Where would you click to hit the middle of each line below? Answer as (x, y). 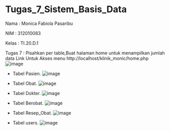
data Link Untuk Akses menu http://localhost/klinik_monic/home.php (77, 58)
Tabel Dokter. (26, 93)
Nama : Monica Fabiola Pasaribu (39, 23)
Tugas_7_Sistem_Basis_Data (66, 9)
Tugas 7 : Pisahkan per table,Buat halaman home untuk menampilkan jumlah (85, 53)
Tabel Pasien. (27, 73)
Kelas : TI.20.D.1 (22, 43)
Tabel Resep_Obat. (32, 113)
